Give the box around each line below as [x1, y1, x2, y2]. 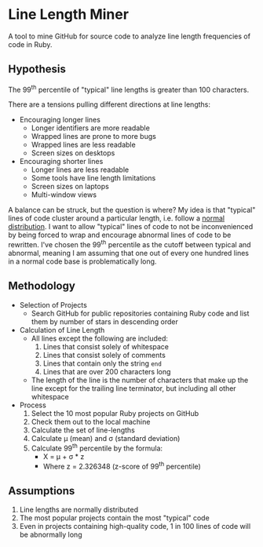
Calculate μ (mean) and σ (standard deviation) [31, 433, 181, 443]
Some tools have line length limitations [31, 173, 156, 183]
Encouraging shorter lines [19, 157, 104, 166]
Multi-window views [31, 190, 97, 199]
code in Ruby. [8, 39, 53, 49]
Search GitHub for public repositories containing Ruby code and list [31, 308, 250, 318]
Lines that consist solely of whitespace [42, 341, 170, 351]
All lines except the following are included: [31, 334, 169, 343]
